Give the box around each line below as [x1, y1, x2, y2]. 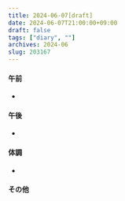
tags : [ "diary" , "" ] [8, 33, 76, 42]
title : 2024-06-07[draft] [8, 11, 93, 20]
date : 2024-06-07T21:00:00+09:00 [8, 19, 118, 27]
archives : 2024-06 [8, 41, 68, 49]
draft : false [8, 26, 51, 34]
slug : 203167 [8, 48, 51, 56]
